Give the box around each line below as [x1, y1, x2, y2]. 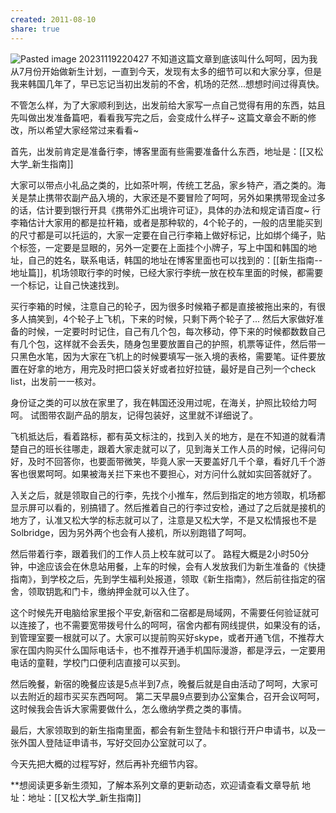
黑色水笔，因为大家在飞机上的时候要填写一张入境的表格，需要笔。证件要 [18, 350, 317, 362]
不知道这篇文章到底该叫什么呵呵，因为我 [151, 52, 318, 65]
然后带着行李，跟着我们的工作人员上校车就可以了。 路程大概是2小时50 [10, 547, 301, 560]
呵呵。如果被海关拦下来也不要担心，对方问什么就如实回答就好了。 [44, 467, 317, 480]
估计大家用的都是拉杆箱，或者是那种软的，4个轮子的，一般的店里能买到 [27, 216, 323, 228]
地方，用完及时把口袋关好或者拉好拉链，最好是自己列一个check [53, 362, 317, 375]
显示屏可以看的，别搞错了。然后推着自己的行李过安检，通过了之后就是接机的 [10, 501, 326, 513]
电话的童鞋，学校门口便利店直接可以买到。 [10, 656, 186, 668]
